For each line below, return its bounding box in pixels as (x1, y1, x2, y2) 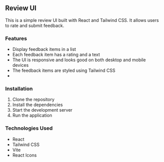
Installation (5, 85, 33, 92)
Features (5, 35, 27, 42)
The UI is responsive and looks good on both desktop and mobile (12, 57, 146, 63)
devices (12, 62, 29, 68)
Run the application (12, 112, 52, 119)
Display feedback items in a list (12, 46, 76, 52)
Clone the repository (12, 97, 55, 103)
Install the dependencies (12, 102, 63, 108)
